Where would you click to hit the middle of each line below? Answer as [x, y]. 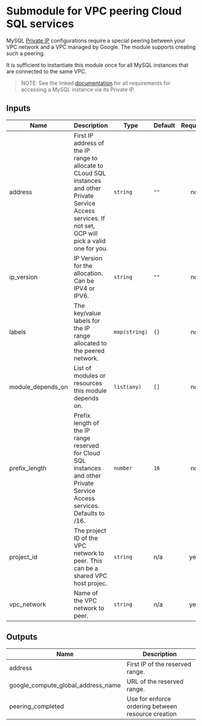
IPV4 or [84, 288]
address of [89, 143]
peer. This [88, 560]
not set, [84, 226]
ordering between [152, 706]
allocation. [88, 273]
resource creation [152, 713]
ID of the [86, 538]
